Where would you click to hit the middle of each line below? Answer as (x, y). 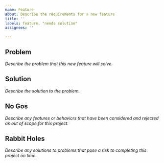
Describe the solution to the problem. (42, 91)
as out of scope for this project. (37, 123)
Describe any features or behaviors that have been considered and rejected (82, 118)
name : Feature (20, 10)
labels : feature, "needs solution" (41, 23)
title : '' (15, 19)
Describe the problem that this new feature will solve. (59, 64)
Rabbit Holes (25, 138)
